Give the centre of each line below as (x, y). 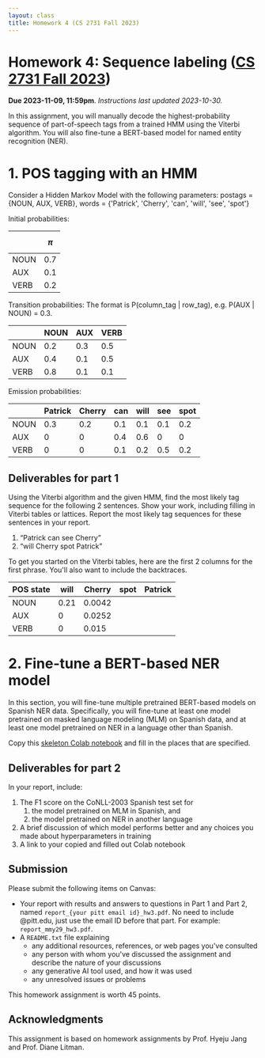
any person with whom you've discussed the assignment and (131, 954)
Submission (38, 869)
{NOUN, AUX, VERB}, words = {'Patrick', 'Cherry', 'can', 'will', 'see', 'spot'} (129, 203)
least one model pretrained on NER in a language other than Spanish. (121, 728)
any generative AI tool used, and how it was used (112, 971)
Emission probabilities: (45, 392)
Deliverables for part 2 (64, 768)
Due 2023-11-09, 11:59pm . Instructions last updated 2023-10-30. (115, 100)
